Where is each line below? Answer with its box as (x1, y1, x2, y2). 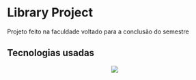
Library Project (7, 5, 94, 21)
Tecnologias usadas (7, 47, 94, 59)
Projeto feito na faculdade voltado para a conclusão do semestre (7, 27, 189, 36)
